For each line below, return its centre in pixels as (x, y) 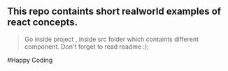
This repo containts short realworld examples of (114, 11)
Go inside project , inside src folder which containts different (112, 39)
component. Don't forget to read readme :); (86, 46)
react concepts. (43, 23)
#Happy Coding (30, 60)
